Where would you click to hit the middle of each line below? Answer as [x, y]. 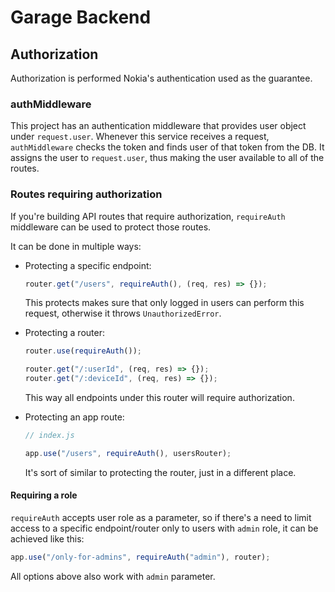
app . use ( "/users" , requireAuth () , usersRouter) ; [128, 453]
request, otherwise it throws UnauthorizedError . [123, 313]
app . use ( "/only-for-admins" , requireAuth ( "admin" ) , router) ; [140, 557]
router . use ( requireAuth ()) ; [83, 351]
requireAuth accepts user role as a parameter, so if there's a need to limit [161, 518]
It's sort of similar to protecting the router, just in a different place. [160, 472]
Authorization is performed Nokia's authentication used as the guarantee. [161, 78]
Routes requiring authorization [86, 194]
